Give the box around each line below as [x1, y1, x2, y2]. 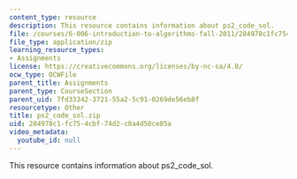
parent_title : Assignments [9, 78, 109, 87]
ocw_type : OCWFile [9, 71, 77, 79]
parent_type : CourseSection [9, 86, 113, 95]
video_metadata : [9, 128, 69, 137]
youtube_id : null [17, 136, 81, 145]
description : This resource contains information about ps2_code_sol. [9, 21, 275, 30]
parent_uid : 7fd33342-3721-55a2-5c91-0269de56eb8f [9, 94, 200, 104]
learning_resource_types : [9, 46, 104, 55]
